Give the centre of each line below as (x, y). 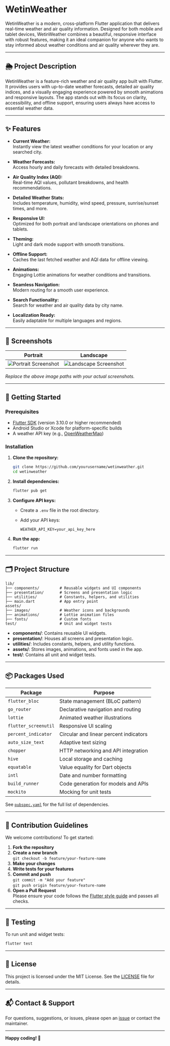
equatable (19, 767)
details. (13, 982)
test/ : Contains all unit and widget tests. (54, 655)
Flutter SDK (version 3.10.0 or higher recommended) (67, 423)
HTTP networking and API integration (104, 751)
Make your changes (34, 864)
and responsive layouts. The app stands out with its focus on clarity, (76, 97)
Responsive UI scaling (86, 726)
